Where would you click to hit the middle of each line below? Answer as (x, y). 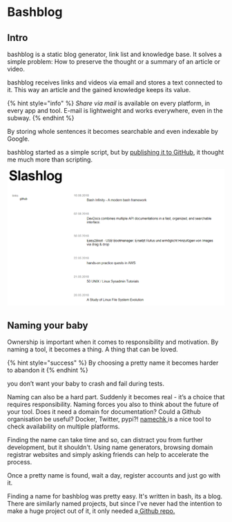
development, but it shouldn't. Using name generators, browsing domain (110, 447)
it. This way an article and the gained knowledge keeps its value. (99, 90)
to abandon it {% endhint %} (48, 370)
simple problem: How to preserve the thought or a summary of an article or (114, 62)
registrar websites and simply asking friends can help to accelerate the (108, 455)
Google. (18, 139)
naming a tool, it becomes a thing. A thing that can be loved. (93, 349)
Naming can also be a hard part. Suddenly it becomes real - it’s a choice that (116, 397)
